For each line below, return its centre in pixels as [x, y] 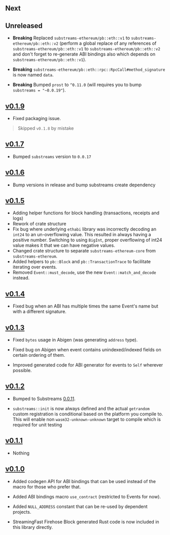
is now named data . [33, 75]
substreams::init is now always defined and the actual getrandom [81, 408]
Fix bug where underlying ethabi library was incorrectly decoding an [84, 229]
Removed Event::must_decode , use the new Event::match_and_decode [84, 272]
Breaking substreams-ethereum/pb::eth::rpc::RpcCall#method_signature [89, 69]
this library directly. [33, 527]
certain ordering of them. [39, 355]
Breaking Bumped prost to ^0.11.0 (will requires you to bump [77, 85]
